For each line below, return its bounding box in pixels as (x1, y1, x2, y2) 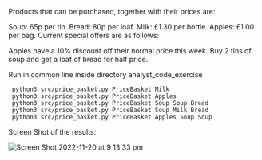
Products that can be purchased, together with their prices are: (8, 7, 216, 16)
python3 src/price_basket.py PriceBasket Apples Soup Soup (11, 113, 213, 121)
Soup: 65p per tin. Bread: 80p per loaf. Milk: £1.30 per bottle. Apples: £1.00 (8, 22, 255, 31)
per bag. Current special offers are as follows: (8, 31, 160, 40)
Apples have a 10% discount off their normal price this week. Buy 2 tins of (8, 46, 252, 55)
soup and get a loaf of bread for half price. (8, 55, 149, 64)
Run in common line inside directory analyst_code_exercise (8, 70, 203, 79)
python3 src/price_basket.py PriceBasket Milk (11, 85, 170, 93)
